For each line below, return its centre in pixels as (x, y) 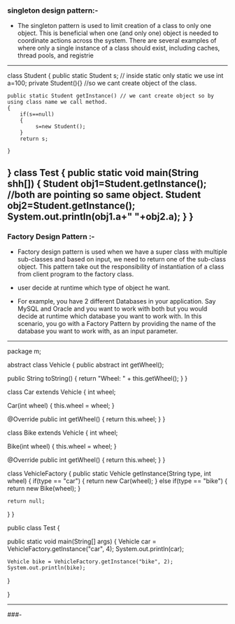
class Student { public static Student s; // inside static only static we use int (115, 76)
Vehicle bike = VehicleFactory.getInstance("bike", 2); (90, 562)
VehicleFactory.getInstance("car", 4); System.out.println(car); (95, 548)
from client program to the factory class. (76, 274)
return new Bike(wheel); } (44, 488)
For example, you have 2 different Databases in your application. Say (116, 301)
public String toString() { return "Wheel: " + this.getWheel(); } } (98, 378)
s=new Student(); (60, 127)
